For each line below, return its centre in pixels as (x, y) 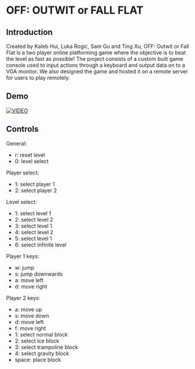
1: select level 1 (33, 213)
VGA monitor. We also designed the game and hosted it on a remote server (97, 71)
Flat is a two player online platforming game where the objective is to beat (96, 53)
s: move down (32, 315)
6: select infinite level (40, 245)
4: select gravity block (42, 353)
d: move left (29, 322)
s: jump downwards (39, 274)
